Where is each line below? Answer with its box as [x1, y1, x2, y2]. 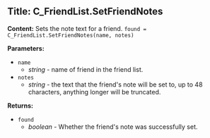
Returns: [7, 101, 34, 110]
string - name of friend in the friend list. [28, 65, 144, 73]
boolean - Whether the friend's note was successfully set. [28, 123, 198, 131]
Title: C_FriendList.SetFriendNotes [7, 6, 163, 18]
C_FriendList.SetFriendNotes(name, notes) [7, 32, 134, 39]
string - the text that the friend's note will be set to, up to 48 [28, 80, 203, 89]
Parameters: [7, 44, 45, 52]
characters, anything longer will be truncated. [28, 87, 161, 96]
